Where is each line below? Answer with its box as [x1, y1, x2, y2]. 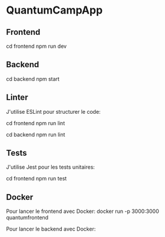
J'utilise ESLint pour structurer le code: [6, 108, 101, 115]
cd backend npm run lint [6, 131, 65, 138]
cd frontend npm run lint [6, 119, 65, 127]
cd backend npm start [6, 75, 60, 83]
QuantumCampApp [6, 4, 103, 17]
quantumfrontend [6, 214, 49, 221]
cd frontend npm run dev [6, 42, 67, 50]
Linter [6, 93, 28, 103]
